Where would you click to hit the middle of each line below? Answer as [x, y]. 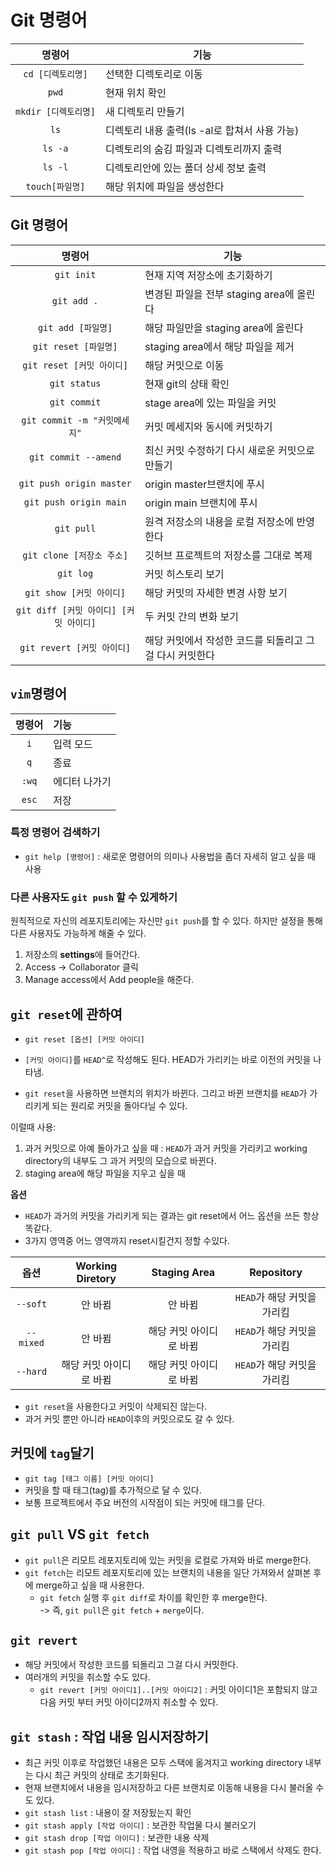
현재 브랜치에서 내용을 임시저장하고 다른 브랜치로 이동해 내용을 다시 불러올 [169, 1788]
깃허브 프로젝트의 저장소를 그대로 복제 [228, 555]
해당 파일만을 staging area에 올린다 [224, 328]
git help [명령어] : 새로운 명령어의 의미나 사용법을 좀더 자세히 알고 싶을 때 [170, 856]
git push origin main [75, 502]
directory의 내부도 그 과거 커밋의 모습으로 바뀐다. [120, 1160]
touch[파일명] [55, 186]
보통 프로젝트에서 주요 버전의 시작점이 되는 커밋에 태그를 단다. [145, 1502]
